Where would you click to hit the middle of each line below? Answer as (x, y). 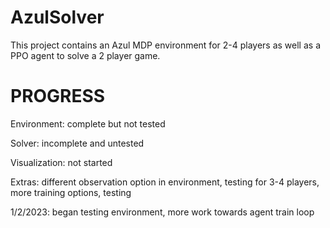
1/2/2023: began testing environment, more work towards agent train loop (162, 212)
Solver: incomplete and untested (77, 143)
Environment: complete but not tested (88, 123)
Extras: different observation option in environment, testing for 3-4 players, (165, 182)
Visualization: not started (61, 162)
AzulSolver (57, 17)
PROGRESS (58, 96)
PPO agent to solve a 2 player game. (85, 55)
